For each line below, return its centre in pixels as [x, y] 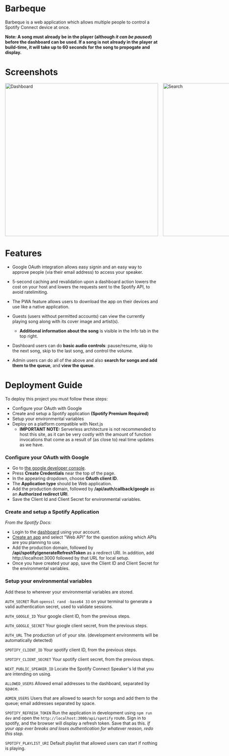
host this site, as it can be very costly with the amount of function [85, 434]
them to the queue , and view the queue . [53, 365]
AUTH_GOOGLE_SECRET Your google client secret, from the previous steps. [77, 625]
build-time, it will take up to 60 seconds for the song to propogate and [78, 47]
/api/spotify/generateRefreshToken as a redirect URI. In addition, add [83, 553]
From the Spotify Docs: [28, 522]
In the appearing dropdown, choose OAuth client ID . [65, 478]
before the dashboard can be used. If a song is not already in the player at [81, 42]
